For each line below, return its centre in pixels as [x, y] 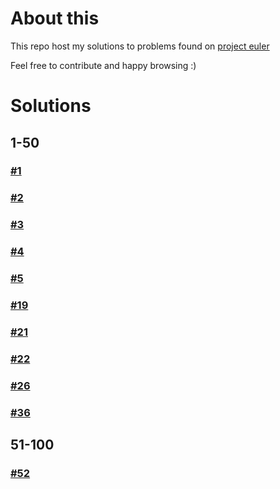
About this [55, 18]
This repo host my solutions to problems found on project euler [140, 46]
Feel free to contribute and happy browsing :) [103, 65]
